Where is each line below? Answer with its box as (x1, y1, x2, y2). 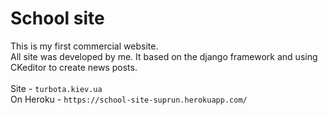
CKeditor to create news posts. (10, 61, 138, 73)
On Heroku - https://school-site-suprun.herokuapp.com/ (10, 93, 248, 105)
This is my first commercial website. (10, 40, 159, 52)
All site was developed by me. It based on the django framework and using (10, 50, 318, 62)
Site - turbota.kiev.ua (10, 82, 103, 94)
